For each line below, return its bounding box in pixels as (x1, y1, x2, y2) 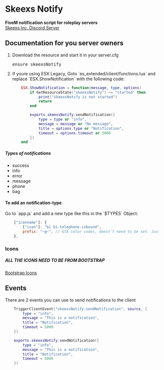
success (12, 162, 29, 168)
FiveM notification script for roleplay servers (5, 20, 98, 25)
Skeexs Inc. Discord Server (5, 24, 60, 30)
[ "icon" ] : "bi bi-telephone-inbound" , (22, 225, 102, 230)
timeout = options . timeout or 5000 (38, 131, 111, 136)
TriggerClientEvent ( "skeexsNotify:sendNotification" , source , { (14, 306, 147, 311)
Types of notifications (5, 150, 51, 156)
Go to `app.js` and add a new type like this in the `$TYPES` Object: (5, 210, 138, 216)
